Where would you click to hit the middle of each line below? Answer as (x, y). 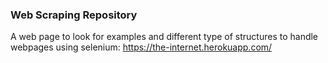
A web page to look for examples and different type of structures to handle (164, 37)
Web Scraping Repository (74, 15)
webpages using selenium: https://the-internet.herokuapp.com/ (141, 47)
